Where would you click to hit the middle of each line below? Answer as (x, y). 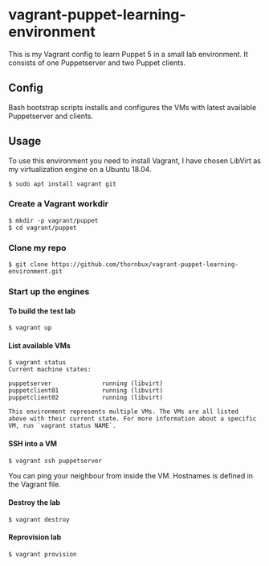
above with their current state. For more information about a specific (132, 419)
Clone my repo (37, 248)
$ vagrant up (30, 328)
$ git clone (28, 265)
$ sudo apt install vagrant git (62, 184)
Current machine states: (50, 370)
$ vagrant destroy (39, 519)
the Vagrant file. (35, 484)
